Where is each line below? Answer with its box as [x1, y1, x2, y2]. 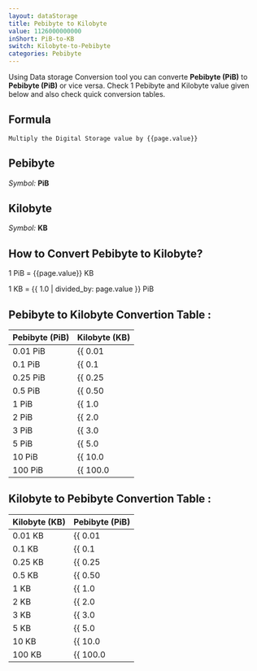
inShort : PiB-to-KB [8, 34, 75, 43]
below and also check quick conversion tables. [8, 89, 166, 98]
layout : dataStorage [8, 11, 79, 20]
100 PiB [12, 464, 43, 476]
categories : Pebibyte [8, 50, 82, 58]
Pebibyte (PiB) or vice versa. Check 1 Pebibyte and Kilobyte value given [8, 81, 250, 90]
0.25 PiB [12, 372, 46, 383]
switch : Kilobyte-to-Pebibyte [8, 42, 111, 50]
